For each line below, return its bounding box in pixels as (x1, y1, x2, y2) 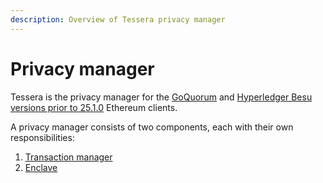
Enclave (24, 161, 58, 173)
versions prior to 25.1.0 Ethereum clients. (10, 101, 178, 113)
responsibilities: (10, 131, 75, 143)
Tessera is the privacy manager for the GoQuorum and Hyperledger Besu (10, 91, 313, 103)
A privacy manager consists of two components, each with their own (10, 121, 294, 133)
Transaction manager (24, 151, 113, 163)
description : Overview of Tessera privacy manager (10, 14, 226, 25)
